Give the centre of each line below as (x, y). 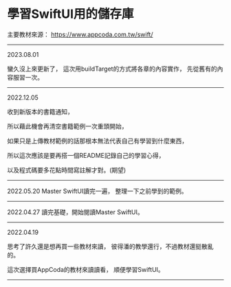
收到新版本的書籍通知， (40, 111)
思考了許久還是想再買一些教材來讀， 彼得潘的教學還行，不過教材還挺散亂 (110, 246)
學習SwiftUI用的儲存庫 (70, 14)
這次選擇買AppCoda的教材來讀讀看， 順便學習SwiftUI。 (86, 269)
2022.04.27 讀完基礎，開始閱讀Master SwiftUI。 (75, 212)
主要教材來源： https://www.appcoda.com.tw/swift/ (80, 34)
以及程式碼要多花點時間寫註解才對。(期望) (67, 170)
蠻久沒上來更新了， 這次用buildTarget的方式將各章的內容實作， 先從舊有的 (112, 69)
